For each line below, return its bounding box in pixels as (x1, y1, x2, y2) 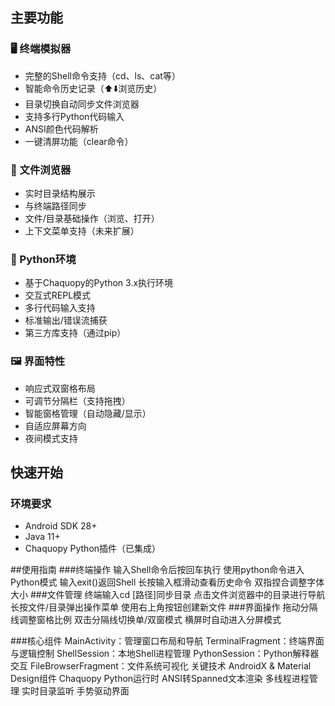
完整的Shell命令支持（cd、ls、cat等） (24, 69, 181, 82)
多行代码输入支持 (24, 302, 96, 314)
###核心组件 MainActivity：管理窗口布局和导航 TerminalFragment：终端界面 (10, 635, 325, 647)
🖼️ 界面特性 (10, 354, 66, 368)
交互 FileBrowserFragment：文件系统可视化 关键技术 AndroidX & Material (10, 660, 312, 672)
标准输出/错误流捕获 (24, 314, 108, 327)
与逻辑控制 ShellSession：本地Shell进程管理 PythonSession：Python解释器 (10, 648, 320, 660)
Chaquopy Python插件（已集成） (24, 543, 162, 555)
